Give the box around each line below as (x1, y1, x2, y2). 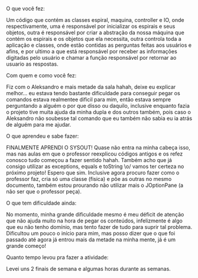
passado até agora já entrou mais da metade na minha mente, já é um (6, 236, 176, 243)
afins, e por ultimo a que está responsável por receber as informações (6, 48, 177, 55)
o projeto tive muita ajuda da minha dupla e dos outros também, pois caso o (6, 109, 191, 115)
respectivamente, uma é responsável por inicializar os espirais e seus (6, 23, 176, 30)
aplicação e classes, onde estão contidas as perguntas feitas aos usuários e (6, 41, 192, 49)
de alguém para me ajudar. (6, 121, 72, 128)
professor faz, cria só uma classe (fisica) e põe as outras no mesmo (6, 176, 172, 182)
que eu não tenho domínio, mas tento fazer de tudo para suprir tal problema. (6, 224, 193, 230)
